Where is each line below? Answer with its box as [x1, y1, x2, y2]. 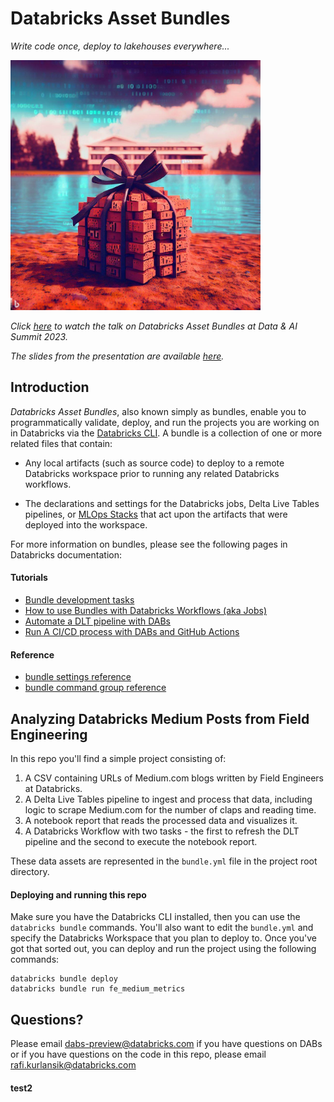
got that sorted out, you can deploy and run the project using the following [10, 943, 317, 955]
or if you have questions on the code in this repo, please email [10, 1048, 267, 1060]
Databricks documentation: [10, 548, 122, 561]
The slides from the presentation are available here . [10, 350, 225, 362]
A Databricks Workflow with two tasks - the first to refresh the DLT [24, 825, 300, 837]
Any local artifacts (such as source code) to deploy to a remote [24, 457, 285, 469]
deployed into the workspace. [24, 518, 148, 531]
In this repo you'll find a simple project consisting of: [10, 752, 227, 764]
